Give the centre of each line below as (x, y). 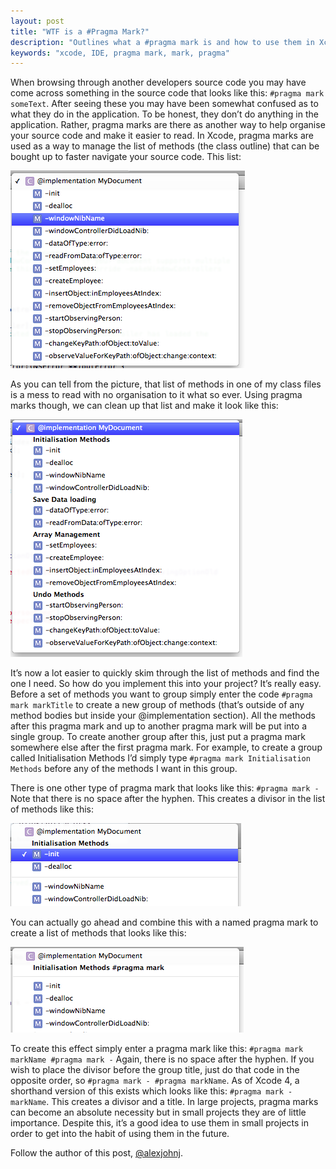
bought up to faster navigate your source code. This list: (126, 157)
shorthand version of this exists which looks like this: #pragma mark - (151, 1091)
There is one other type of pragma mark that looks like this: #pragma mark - (165, 788)
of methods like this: (52, 809)
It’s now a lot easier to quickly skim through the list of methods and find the (165, 673)
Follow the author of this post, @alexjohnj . (97, 1153)
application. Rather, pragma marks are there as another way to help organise (168, 125)
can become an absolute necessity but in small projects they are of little (158, 1112)
